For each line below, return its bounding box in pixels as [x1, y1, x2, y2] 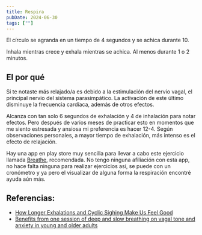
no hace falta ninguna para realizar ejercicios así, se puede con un [6, 163, 171, 170]
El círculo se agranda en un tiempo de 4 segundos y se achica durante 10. [6, 37, 189, 44]
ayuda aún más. [6, 175, 46, 183]
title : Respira [6, 8, 44, 15]
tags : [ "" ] [6, 20, 34, 26]
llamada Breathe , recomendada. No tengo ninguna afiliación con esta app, [6, 156, 190, 163]
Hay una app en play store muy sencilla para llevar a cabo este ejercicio [6, 150, 185, 157]
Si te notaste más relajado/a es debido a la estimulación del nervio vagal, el [6, 88, 192, 95]
